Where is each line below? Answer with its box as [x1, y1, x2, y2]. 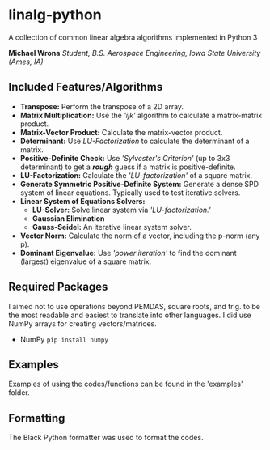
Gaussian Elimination [32, 213, 105, 223]
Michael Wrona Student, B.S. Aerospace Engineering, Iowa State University [8, 48, 261, 57]
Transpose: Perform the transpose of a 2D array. [19, 101, 184, 111]
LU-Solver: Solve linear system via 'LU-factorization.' [32, 205, 212, 214]
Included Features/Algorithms [8, 80, 163, 94]
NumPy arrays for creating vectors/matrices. [8, 318, 158, 329]
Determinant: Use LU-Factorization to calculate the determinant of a [19, 136, 250, 146]
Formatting [8, 411, 65, 425]
